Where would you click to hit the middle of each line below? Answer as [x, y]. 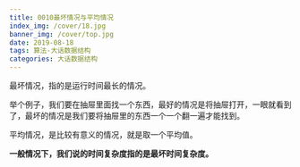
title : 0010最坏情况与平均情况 [61, 17]
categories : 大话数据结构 [54, 59]
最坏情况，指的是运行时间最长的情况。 [80, 85]
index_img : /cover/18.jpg [57, 26]
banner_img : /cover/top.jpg [62, 34]
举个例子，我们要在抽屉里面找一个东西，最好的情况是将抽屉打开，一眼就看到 [150, 104]
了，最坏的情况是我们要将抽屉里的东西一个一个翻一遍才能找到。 [127, 116]
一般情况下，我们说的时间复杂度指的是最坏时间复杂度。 [111, 154]
